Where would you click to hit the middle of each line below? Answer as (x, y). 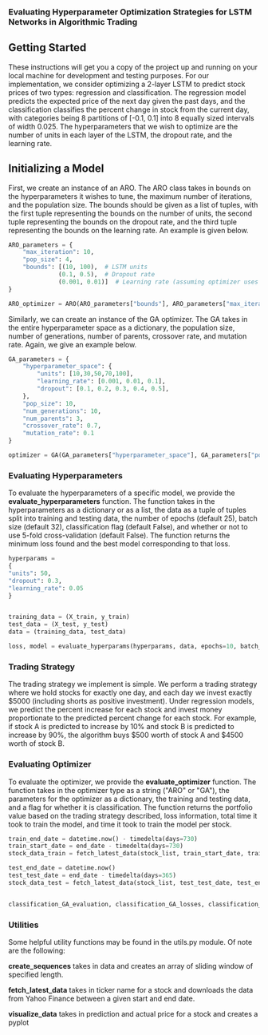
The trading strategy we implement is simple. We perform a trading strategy (133, 684)
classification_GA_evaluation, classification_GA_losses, (106, 904)
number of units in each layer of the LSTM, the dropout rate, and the (120, 135)
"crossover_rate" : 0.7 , (62, 426)
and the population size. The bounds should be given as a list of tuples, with (133, 204)
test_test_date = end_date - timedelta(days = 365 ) (93, 876)
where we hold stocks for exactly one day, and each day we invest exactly (130, 692)
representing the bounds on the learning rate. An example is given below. (128, 230)
